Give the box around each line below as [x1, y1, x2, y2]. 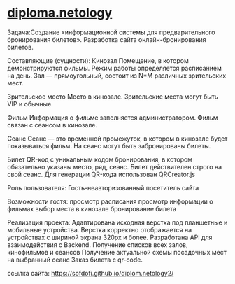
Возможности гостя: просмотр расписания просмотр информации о [7, 197, 213, 206]
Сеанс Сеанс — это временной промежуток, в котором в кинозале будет [7, 134, 228, 143]
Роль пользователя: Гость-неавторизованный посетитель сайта [7, 183, 199, 192]
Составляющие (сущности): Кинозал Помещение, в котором [7, 56, 189, 64]
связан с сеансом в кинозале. [7, 120, 98, 129]
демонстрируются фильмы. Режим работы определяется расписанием [7, 64, 222, 72]
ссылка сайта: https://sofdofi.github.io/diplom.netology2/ [7, 269, 174, 277]
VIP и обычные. [7, 99, 54, 108]
